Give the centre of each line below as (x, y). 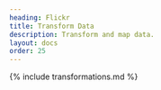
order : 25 (28, 51)
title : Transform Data (52, 26)
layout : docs (34, 43)
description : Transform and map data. (82, 34)
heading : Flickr (40, 18)
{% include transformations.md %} (74, 76)
